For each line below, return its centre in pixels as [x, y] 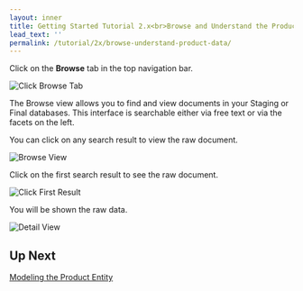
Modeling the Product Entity [61, 277]
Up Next [32, 255]
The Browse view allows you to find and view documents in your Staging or [149, 104]
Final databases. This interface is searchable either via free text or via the [146, 113]
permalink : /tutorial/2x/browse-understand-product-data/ [120, 43]
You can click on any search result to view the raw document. [124, 140]
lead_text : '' [36, 34]
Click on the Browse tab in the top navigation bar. [101, 68]
